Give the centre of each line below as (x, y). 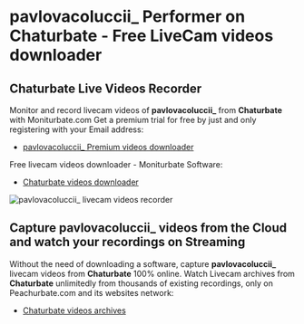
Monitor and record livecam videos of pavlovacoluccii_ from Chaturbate (146, 110)
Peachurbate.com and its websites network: (92, 292)
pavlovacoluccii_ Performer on (127, 17)
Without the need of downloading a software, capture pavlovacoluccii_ (143, 263)
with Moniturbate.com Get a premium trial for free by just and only (133, 120)
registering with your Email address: (77, 129)
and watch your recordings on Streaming (127, 242)
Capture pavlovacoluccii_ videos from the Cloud (148, 228)
